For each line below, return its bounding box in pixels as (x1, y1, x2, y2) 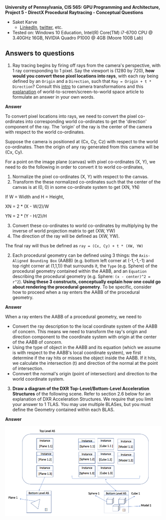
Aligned (12, 258, 28, 263)
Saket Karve (12, 19, 38, 25)
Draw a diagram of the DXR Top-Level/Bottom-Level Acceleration (12, 385, 150, 391)
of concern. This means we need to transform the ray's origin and (12, 328, 147, 334)
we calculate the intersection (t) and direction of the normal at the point (12, 360, 158, 366)
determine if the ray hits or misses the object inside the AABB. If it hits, (12, 354, 157, 361)
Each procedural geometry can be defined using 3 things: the (12, 252, 138, 258)
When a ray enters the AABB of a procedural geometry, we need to (5, 313, 142, 319)
